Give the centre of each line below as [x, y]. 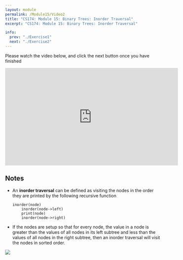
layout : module [21, 10]
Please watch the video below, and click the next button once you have [77, 55]
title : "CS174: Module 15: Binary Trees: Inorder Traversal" [69, 19]
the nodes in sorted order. [39, 243]
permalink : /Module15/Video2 [35, 14]
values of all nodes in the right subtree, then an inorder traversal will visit [86, 237]
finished [13, 61]
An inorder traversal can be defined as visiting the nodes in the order [83, 190]
